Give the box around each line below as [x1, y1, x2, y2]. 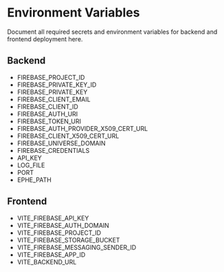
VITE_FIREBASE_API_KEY [16, 213, 89, 222]
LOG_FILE [16, 160, 45, 169]
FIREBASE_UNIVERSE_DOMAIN [16, 139, 106, 147]
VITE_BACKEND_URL [16, 258, 77, 266]
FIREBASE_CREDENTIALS [16, 146, 90, 154]
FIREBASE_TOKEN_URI [16, 117, 81, 125]
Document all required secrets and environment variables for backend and [7, 28, 218, 36]
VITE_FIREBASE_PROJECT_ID [16, 229, 102, 237]
